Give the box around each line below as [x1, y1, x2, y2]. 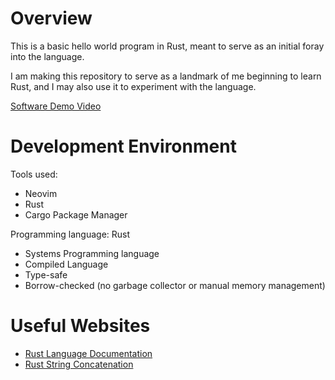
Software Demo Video [10, 100, 102, 112]
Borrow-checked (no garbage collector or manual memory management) [24, 279, 326, 291]
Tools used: [10, 168, 58, 180]
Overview [10, 7, 93, 30]
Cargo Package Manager [24, 208, 128, 221]
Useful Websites [10, 315, 151, 337]
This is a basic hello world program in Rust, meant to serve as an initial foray [10, 40, 325, 52]
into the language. [10, 50, 85, 62]
